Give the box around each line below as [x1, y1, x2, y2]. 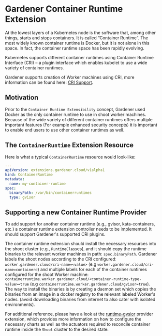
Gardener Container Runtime [5, 3, 123, 15]
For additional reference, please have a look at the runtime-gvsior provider [5, 311, 153, 317]
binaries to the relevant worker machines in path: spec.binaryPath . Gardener [5, 251, 157, 257]
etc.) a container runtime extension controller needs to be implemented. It [5, 226, 152, 232]
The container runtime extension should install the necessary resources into [5, 241, 157, 247]
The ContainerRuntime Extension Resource [5, 141, 134, 149]
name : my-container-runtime [9, 181, 66, 186]
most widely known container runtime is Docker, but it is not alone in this [5, 40, 150, 46]
